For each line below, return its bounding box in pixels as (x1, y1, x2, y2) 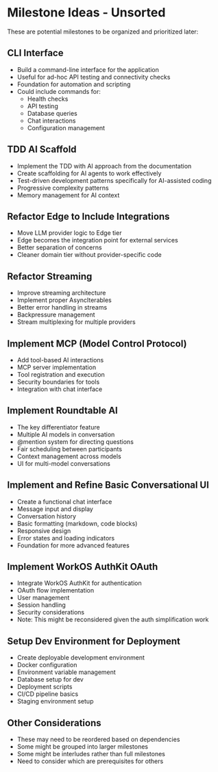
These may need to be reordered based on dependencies (16, 735, 180, 744)
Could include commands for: (16, 87, 101, 95)
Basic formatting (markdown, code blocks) (16, 519, 138, 527)
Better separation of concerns (16, 243, 102, 251)
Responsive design (16, 526, 71, 535)
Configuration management (27, 123, 105, 132)
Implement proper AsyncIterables (16, 296, 112, 304)
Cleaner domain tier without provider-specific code (16, 251, 162, 259)
